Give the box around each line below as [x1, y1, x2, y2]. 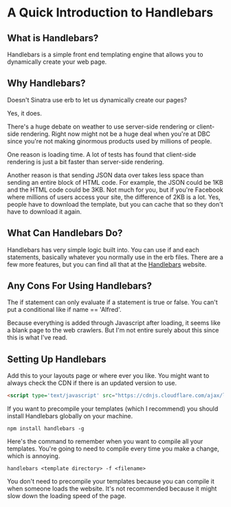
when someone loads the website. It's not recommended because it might [7, 484, 217, 493]
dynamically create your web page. [7, 58, 107, 66]
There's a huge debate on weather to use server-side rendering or [7, 122, 195, 131]
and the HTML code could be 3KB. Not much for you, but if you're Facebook [7, 185, 223, 194]
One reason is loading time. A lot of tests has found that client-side [7, 150, 197, 159]
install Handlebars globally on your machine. [7, 412, 133, 420]
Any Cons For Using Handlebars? [7, 280, 153, 292]
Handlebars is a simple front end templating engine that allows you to [7, 50, 203, 58]
